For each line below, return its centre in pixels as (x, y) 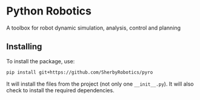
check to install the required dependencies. (60, 90)
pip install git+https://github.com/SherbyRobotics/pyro (80, 72)
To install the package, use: (41, 61)
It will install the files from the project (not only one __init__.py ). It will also (100, 84)
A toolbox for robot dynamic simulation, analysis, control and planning (93, 28)
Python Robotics (49, 11)
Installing (24, 47)
